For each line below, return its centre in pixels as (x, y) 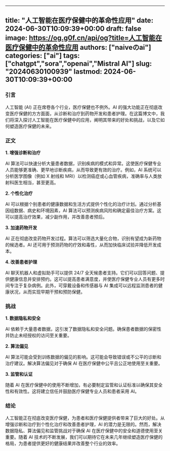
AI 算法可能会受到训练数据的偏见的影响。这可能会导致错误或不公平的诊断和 (83, 357)
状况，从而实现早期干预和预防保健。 (47, 292)
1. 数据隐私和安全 (23, 318)
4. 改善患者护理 (21, 262)
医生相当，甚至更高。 (36, 182)
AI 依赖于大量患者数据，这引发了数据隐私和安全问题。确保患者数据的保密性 (83, 329)
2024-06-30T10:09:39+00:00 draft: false (73, 29)
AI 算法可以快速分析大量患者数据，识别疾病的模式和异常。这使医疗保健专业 (83, 163)
